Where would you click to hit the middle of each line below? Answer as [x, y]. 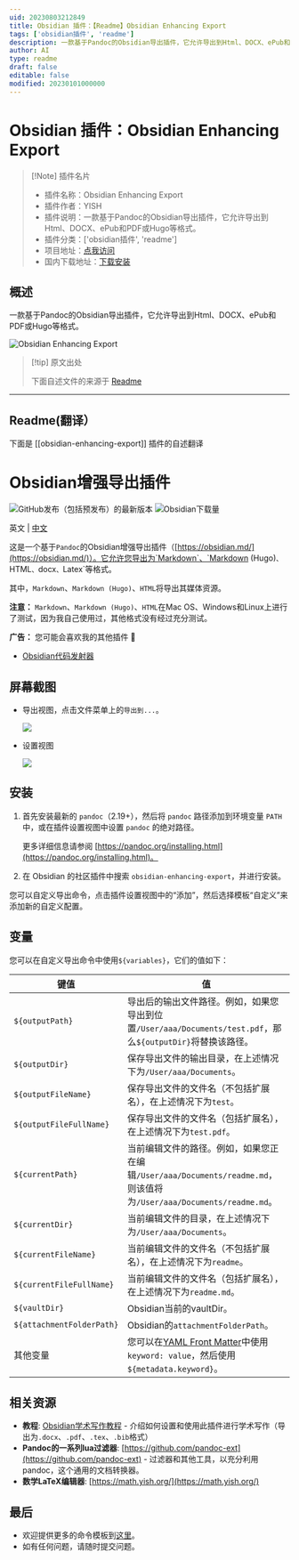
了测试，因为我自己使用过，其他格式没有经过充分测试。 [110, 618]
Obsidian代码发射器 [58, 656]
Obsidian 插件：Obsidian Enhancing [144, 130]
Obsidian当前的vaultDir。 [180, 1308]
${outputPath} [44, 1021]
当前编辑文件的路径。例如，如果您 [199, 1148]
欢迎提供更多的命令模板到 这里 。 [81, 1535]
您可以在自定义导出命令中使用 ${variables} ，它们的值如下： [119, 960]
